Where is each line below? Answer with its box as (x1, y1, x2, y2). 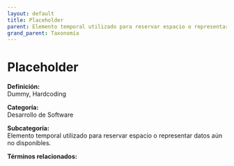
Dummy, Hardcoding (7, 90, 67, 98)
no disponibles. (7, 139, 52, 147)
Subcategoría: (7, 124, 50, 133)
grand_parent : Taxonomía (7, 29, 79, 37)
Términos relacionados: (7, 152, 78, 160)
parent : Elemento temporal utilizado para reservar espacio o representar (7, 23, 229, 30)
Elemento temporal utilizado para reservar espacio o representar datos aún (7, 131, 223, 140)
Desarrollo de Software (7, 110, 74, 119)
